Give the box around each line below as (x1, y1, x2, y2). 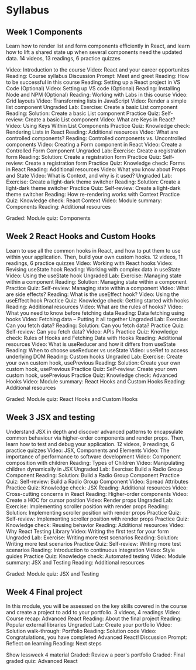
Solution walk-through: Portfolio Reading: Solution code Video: (6, 628, 157, 635)
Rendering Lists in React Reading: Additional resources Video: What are (6, 128, 178, 135)
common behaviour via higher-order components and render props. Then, (6, 434, 185, 441)
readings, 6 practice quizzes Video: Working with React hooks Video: (6, 259, 173, 267)
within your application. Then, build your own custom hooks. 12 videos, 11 (6, 253, 183, 260)
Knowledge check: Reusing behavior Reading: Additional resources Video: (6, 521, 185, 528)
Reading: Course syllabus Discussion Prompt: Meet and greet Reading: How (6, 73, 189, 79)
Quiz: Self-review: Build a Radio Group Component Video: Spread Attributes (6, 478, 189, 485)
